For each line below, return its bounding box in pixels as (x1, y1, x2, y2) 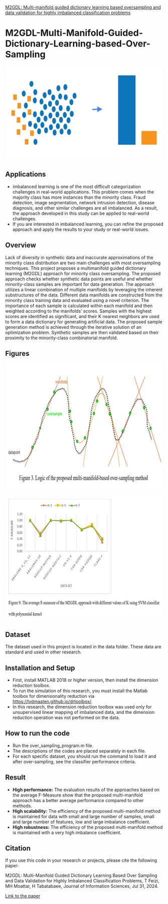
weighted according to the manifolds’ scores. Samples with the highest (5, 308, 152, 314)
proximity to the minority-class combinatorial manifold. (5, 335, 118, 341)
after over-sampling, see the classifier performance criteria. (12, 758, 136, 764)
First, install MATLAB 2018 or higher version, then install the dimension (12, 677, 158, 683)
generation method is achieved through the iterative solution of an (5, 324, 142, 330)
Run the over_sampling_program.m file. (12, 742, 94, 748)
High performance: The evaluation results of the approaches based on (12, 787, 159, 793)
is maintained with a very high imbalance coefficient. (12, 829, 122, 835)
